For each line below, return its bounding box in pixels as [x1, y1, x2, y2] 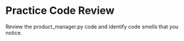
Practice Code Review [5, 4, 115, 17]
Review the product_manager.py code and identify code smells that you [5, 23, 179, 30]
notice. [5, 29, 22, 36]
